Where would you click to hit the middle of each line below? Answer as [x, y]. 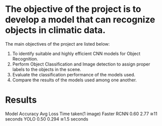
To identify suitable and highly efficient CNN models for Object [76, 54]
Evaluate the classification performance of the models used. [74, 74]
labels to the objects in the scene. [47, 69]
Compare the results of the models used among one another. [75, 80]
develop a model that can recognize [80, 20]
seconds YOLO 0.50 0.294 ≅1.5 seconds [47, 119]
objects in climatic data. [55, 30]
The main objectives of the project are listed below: [57, 44]
